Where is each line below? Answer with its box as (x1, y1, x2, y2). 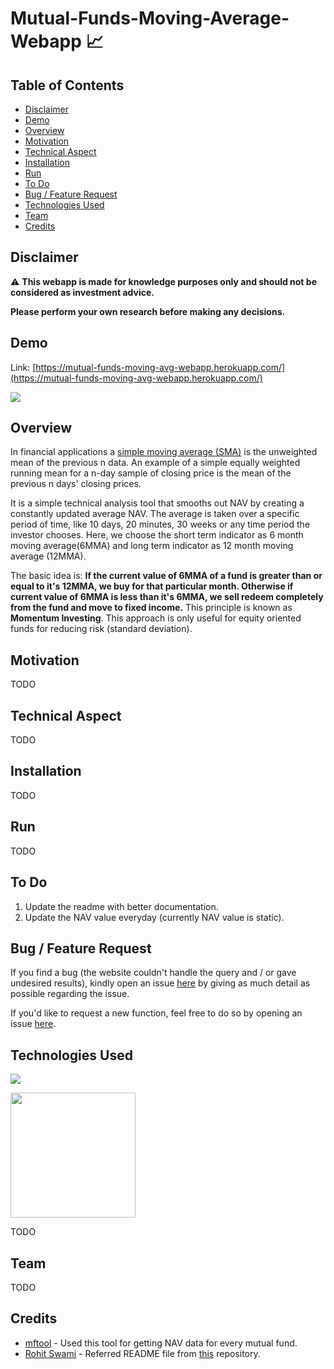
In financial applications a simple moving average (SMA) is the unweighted (10, 446, 318, 458)
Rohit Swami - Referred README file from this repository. (24, 1347, 261, 1359)
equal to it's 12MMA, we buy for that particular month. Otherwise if (10, 580, 294, 592)
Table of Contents (10, 77, 125, 94)
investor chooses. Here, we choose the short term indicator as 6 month (10, 529, 304, 541)
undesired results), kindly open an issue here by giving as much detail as (10, 977, 311, 989)
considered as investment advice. (10, 286, 155, 298)
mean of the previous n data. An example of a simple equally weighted (10, 457, 301, 469)
